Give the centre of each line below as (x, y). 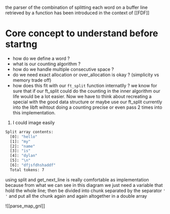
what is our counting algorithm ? (46, 64)
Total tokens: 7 (27, 170)
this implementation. (34, 112)
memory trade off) (32, 80)
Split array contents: (29, 132)
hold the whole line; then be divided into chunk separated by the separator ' (86, 191)
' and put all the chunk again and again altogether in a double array (76, 196)
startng (21, 44)
